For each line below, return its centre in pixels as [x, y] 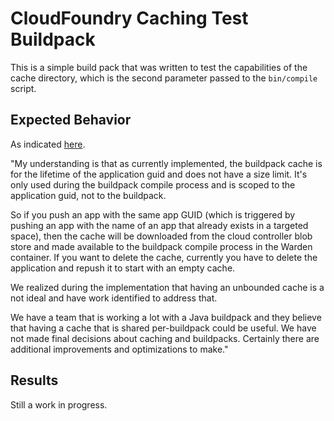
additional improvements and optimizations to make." [119, 349]
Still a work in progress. [59, 404]
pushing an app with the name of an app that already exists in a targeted [159, 225]
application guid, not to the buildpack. [88, 195]
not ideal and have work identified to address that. [114, 298]
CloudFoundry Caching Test [129, 18]
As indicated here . [48, 144]
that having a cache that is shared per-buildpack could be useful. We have [163, 328]
